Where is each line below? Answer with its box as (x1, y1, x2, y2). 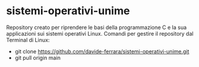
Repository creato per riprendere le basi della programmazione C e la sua (6, 24, 187, 31)
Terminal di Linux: (6, 36, 50, 43)
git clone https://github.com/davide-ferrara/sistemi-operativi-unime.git (14, 47, 189, 55)
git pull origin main (14, 54, 61, 61)
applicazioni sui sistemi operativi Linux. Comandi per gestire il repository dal (6, 30, 194, 37)
